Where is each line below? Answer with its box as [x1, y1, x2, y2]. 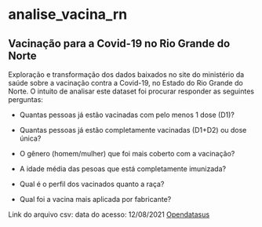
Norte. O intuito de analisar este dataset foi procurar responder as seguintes [8, 86, 255, 96]
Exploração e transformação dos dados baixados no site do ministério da [8, 70, 245, 79]
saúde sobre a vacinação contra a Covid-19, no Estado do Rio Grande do [8, 79, 243, 87]
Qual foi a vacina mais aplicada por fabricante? [19, 195, 172, 203]
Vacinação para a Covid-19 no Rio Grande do [8, 37, 231, 50]
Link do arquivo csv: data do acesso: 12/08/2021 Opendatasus [8, 210, 210, 219]
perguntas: [8, 95, 43, 104]
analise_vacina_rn [8, 5, 128, 24]
